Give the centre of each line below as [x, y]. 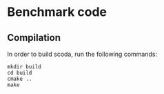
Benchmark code [57, 12]
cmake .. [20, 79]
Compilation [34, 38]
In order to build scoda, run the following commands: [82, 54]
